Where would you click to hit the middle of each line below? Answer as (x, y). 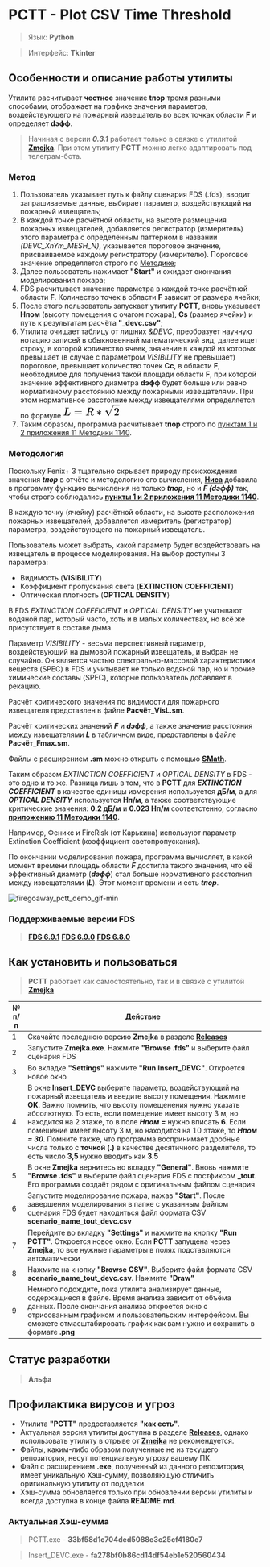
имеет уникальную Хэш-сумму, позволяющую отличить (117, 1475)
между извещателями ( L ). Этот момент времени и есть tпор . (114, 883)
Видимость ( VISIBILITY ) (61, 578)
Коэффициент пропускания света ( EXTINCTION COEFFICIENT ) (127, 587)
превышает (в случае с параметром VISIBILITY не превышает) (127, 357)
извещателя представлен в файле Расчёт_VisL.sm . (96, 710)
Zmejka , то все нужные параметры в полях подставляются (129, 1249)
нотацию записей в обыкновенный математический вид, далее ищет (139, 340)
